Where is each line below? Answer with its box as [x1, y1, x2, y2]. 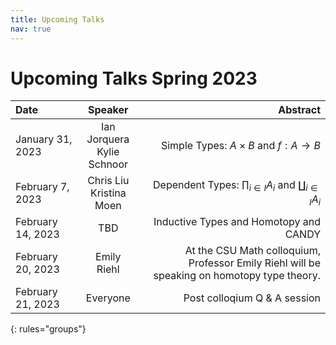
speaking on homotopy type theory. [153, 269, 321, 283]
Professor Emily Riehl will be [188, 256, 321, 270]
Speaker [88, 103, 129, 117]
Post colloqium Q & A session [183, 291, 321, 305]
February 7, [15, 180, 70, 194]
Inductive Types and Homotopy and [153, 215, 321, 229]
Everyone [85, 291, 131, 305]
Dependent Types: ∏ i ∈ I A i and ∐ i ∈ [153, 178, 318, 194]
